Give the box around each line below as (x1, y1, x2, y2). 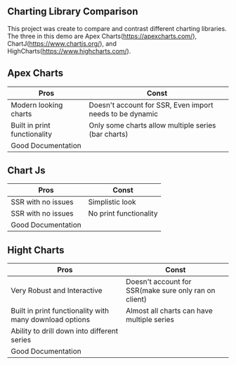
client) (126, 295, 147, 304)
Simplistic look (88, 197, 136, 207)
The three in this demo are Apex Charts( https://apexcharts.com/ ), (7, 32, 197, 40)
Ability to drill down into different (11, 326, 118, 336)
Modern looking (11, 100, 63, 110)
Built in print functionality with (11, 306, 110, 316)
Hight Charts (7, 244, 65, 256)
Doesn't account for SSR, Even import (88, 100, 214, 110)
